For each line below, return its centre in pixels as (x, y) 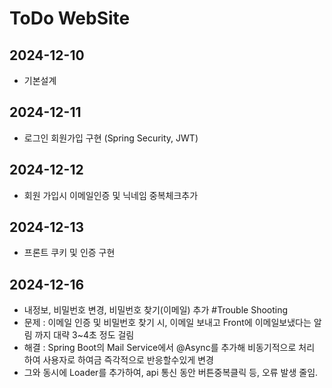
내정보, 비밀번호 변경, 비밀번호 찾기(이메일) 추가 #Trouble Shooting (156, 310)
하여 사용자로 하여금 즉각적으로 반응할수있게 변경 (118, 360)
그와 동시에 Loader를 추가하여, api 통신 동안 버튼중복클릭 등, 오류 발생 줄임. (171, 373)
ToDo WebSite (70, 18)
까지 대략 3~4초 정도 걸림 (84, 335)
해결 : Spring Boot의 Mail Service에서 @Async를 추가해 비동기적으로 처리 (169, 348)
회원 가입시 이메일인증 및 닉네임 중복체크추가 (111, 195)
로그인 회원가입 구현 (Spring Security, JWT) (111, 138)
